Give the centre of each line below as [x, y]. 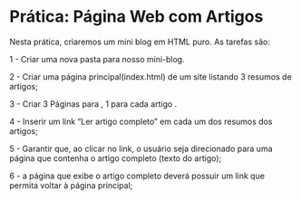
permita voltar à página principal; [71, 185]
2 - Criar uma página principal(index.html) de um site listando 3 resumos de [150, 76]
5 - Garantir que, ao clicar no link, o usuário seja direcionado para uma [141, 148]
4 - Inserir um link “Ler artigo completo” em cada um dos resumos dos [141, 121]
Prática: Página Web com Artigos [136, 17]
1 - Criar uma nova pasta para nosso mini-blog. [97, 59]
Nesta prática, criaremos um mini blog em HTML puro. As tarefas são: [140, 42]
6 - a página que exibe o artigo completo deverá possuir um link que [137, 176]
